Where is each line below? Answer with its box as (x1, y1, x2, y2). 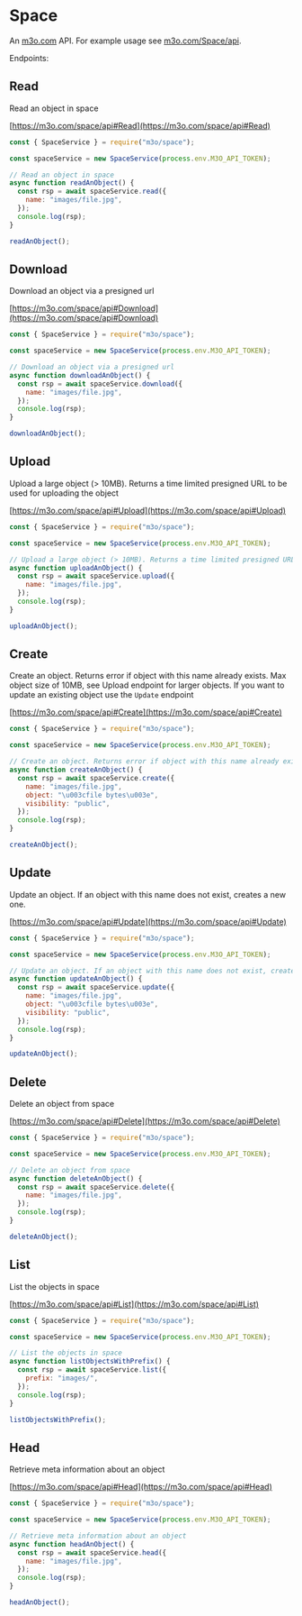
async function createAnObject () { (9, 765, 143, 775)
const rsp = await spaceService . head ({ (17, 1548, 167, 1557)
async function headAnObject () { (9, 1539, 135, 1548)
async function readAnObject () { (9, 178, 135, 187)
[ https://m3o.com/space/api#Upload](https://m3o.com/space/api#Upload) (9, 505, 286, 516)
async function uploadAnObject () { (9, 563, 143, 572)
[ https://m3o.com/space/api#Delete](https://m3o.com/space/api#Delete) (9, 1116, 280, 1127)
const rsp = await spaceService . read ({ (17, 187, 167, 196)
